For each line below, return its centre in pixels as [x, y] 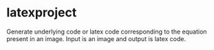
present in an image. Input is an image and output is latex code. [96, 38]
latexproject [42, 13]
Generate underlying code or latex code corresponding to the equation [107, 32]
